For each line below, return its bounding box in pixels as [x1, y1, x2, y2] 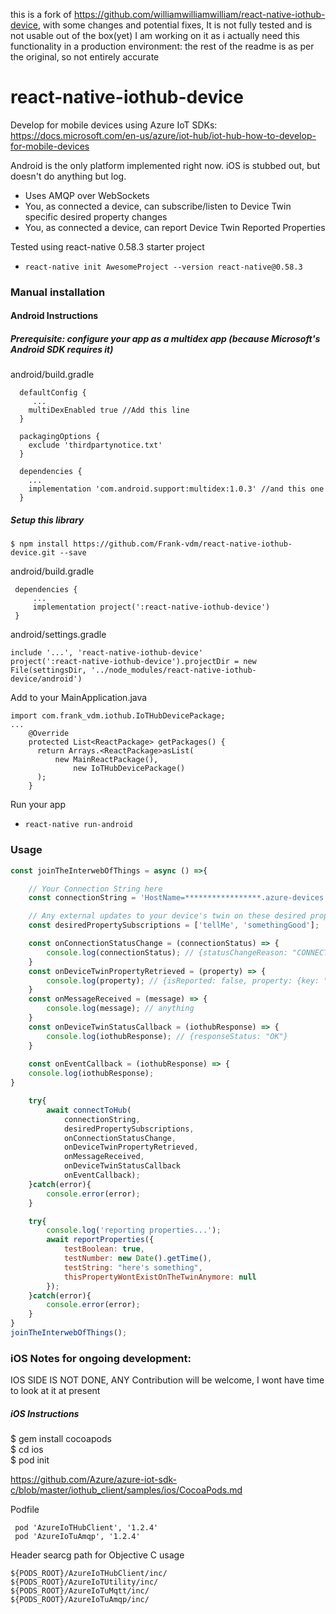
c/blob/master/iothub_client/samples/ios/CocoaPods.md [10, 1484, 243, 1496]
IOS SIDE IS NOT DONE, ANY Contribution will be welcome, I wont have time [10, 1374, 325, 1386]
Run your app [10, 799, 66, 811]
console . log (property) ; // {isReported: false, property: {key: [46, 975, 320, 986]
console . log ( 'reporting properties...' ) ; [46, 1225, 222, 1236]
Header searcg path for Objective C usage [10, 1549, 185, 1561]
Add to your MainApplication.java [10, 692, 148, 704]
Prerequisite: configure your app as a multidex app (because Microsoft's [10, 333, 321, 345]
